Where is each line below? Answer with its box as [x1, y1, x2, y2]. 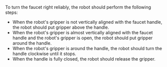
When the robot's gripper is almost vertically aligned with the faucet [12, 30, 153, 35]
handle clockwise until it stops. [12, 51, 77, 57]
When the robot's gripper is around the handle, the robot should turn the [12, 46, 162, 51]
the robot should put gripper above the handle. [12, 24, 109, 30]
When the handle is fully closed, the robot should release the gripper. [12, 56, 155, 62]
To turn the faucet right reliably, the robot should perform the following [5, 4, 151, 10]
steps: [5, 9, 18, 15]
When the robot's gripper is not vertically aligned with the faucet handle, [12, 19, 162, 25]
